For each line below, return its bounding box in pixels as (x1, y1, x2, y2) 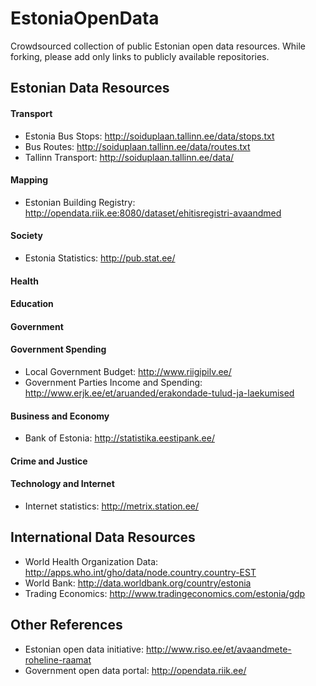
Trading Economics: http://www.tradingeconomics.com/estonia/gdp (24, 587, 306, 599)
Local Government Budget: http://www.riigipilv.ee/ (24, 365, 232, 377)
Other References (10, 617, 123, 634)
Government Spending (10, 343, 107, 356)
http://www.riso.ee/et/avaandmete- (145, 643, 292, 655)
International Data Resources (10, 529, 196, 546)
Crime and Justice (10, 455, 88, 467)
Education (10, 298, 54, 310)
